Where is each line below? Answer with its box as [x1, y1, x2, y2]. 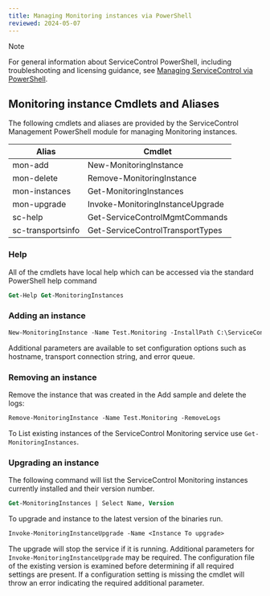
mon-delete [12, 173, 59, 184]
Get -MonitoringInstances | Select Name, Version [8, 500, 174, 508]
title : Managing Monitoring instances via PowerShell [8, 11, 193, 20]
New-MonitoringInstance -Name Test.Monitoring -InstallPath [8, 329, 215, 337]
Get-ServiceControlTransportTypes [87, 225, 223, 236]
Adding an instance [8, 310, 86, 321]
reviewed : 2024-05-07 [8, 19, 81, 27]
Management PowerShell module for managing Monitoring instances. [8, 127, 238, 137]
